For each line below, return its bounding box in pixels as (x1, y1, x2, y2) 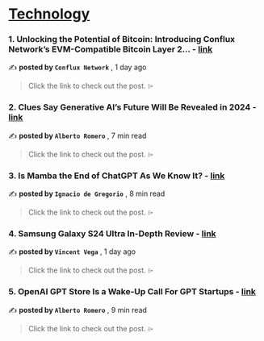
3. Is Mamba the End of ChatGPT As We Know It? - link (8, 170, 225, 181)
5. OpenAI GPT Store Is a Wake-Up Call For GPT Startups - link (8, 286, 257, 297)
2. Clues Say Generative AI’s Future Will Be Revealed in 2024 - (8, 102, 257, 113)
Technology (8, 5, 90, 23)
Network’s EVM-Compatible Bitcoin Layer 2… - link (8, 44, 213, 55)
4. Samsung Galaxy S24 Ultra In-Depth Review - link (8, 228, 216, 239)
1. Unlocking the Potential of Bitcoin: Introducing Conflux (8, 34, 236, 45)
